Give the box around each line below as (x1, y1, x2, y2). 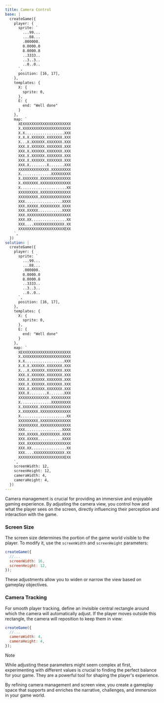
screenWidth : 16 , (9, 559, 45, 563)
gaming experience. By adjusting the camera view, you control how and (5, 501, 149, 506)
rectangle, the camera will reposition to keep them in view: (5, 616, 123, 621)
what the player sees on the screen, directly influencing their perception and (5, 506, 159, 512)
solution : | (5, 240, 29, 245)
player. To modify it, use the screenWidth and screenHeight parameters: (5, 540, 148, 546)
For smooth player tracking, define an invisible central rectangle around (5, 605, 149, 611)
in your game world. (5, 692, 46, 698)
